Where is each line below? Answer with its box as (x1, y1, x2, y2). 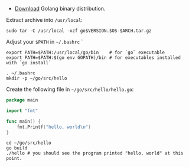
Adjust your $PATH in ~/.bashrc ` (6, 38, 83, 45)
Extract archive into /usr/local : (6, 17, 83, 23)
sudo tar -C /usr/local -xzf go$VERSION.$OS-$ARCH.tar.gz (6, 28, 152, 34)
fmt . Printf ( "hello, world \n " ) (17, 124, 92, 130)
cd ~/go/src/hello (6, 140, 51, 146)
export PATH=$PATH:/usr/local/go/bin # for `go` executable (6, 50, 165, 55)
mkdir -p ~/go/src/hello (6, 76, 67, 81)
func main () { (6, 118, 41, 125)
